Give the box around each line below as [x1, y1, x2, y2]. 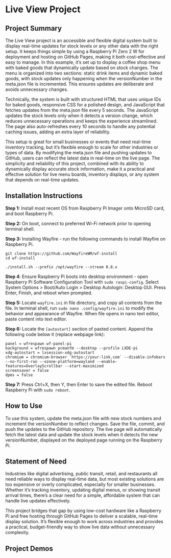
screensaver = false [5, 368, 50, 373]
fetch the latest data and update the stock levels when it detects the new [5, 431, 158, 437]
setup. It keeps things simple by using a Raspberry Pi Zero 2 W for [5, 49, 144, 54]
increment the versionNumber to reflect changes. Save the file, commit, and [5, 421, 165, 427]
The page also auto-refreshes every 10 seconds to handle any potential [5, 124, 156, 129]
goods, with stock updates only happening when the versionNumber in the [5, 76, 162, 81]
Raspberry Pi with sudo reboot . [5, 387, 70, 393]
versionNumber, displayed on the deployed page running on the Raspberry [5, 437, 162, 443]
